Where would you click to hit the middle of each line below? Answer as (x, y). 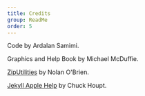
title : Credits (29, 13)
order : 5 (20, 26)
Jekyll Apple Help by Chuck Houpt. (57, 86)
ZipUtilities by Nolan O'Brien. (48, 72)
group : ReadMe (28, 20)
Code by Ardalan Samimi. (43, 46)
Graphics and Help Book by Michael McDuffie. (73, 59)
